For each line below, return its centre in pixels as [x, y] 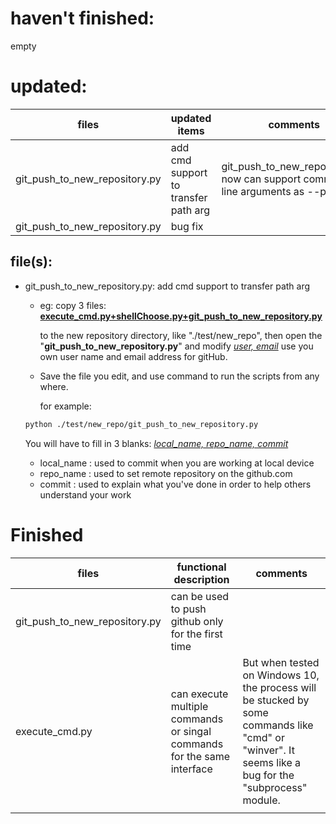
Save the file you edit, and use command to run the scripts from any [179, 376]
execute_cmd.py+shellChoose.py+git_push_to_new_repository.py [181, 316]
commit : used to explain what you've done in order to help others [175, 484]
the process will [279, 687]
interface [191, 769]
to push [188, 609]
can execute [199, 694]
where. [54, 386]
